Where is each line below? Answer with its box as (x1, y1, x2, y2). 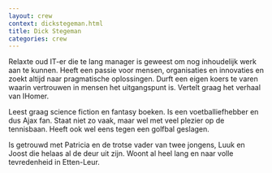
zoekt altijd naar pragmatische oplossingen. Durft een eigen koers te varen (8, 74, 258, 84)
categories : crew (8, 34, 67, 43)
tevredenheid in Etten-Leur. (8, 158, 100, 167)
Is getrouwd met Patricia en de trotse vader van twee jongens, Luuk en (8, 140, 245, 150)
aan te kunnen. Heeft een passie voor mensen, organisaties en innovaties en (8, 66, 265, 76)
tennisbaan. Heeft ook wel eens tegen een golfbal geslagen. (8, 124, 209, 134)
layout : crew (8, 11, 53, 20)
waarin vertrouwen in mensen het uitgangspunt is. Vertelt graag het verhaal (8, 83, 261, 93)
